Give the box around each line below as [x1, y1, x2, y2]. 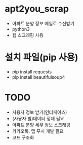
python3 [12, 26, 30, 32]
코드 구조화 [12, 134, 34, 140]
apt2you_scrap [5, 3, 69, 15]
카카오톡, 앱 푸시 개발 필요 [12, 128, 64, 134]
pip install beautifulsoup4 [12, 74, 65, 80]
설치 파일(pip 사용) [5, 52, 78, 63]
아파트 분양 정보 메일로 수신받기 [12, 20, 74, 26]
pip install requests [12, 69, 52, 75]
